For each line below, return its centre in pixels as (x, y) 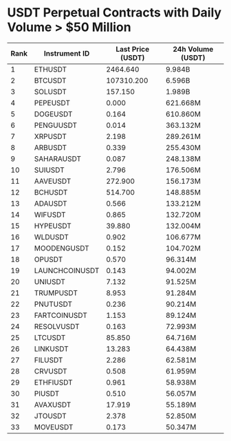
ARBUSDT (51, 147)
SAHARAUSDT (57, 158)
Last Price (133, 49)
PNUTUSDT (53, 304)
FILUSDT (48, 360)
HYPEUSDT (53, 226)
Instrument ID (67, 53)
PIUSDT (47, 394)
